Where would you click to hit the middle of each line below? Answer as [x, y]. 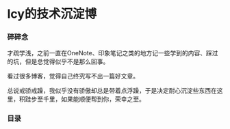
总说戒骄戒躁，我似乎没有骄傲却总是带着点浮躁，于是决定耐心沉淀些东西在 [112, 91]
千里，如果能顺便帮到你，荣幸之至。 [94, 99]
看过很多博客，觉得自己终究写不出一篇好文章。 [73, 76]
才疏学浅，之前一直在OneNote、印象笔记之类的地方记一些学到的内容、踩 [110, 53]
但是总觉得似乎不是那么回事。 [67, 61]
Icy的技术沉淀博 [52, 14]
